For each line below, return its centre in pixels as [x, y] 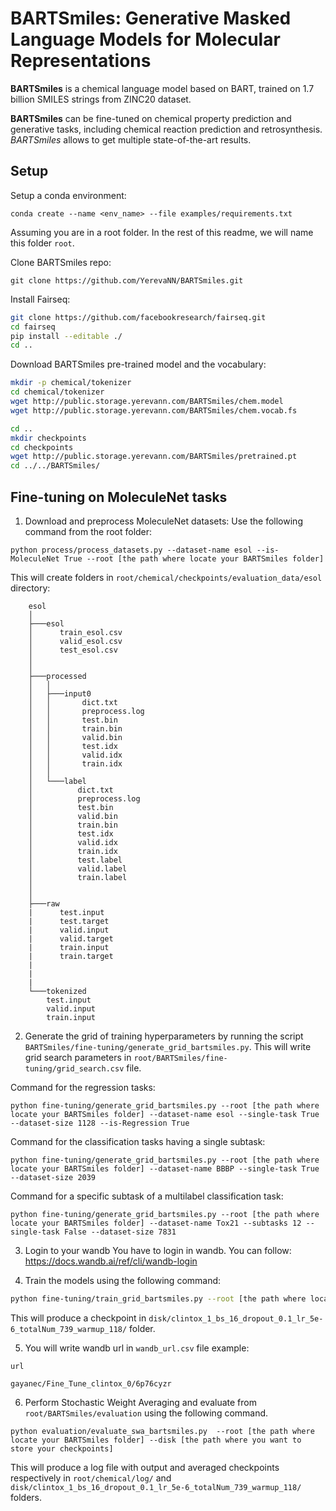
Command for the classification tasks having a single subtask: [138, 1141]
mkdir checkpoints [48, 438]
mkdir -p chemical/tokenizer [71, 383]
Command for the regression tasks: [83, 1087]
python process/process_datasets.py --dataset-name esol [131, 550]
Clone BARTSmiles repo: [61, 262]
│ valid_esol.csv [75, 641]
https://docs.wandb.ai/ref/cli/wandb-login [111, 1261]
